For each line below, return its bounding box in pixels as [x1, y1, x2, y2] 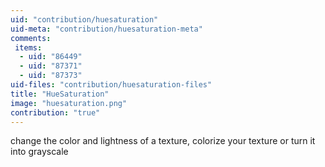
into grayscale [10, 146, 69, 158]
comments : [10, 33, 52, 43]
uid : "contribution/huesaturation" [10, 14, 159, 25]
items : [14, 42, 43, 53]
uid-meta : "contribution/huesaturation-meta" [10, 24, 203, 34]
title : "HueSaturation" [10, 89, 110, 99]
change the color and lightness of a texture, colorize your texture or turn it [10, 135, 316, 147]
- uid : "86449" [19, 52, 83, 62]
